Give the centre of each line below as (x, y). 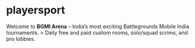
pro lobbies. (21, 39)
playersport (36, 10)
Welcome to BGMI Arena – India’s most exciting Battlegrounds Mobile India (98, 26)
